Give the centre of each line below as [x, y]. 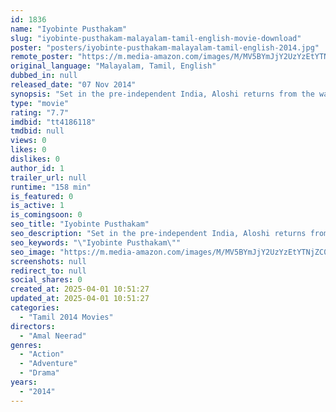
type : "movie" [40, 103]
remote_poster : [42, 57]
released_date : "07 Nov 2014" [73, 85]
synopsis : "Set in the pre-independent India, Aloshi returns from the [162, 94]
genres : [26, 345]
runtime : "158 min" [51, 187]
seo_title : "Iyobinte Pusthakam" [80, 224]
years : [24, 382]
